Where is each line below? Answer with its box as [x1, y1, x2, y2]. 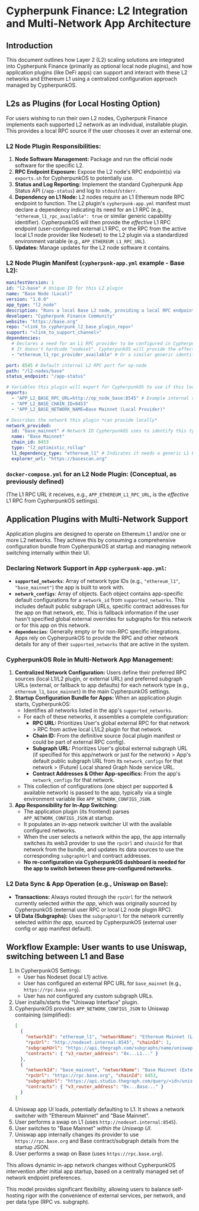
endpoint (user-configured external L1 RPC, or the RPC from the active [14, 225, 187, 233]
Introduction [6, 40, 53, 51]
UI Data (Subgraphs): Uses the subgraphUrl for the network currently [14, 912, 184, 920]
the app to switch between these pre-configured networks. [23, 865, 173, 872]
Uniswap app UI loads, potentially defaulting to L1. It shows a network [14, 1105, 185, 1113]
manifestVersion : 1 [6, 280, 54, 286]
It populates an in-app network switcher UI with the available [23, 821, 172, 828]
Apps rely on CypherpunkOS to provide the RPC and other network [14, 635, 179, 642]
